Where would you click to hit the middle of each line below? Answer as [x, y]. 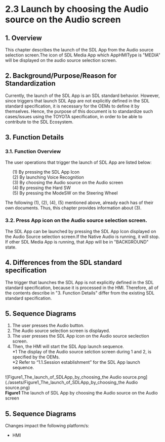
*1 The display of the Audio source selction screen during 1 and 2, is [82, 352]
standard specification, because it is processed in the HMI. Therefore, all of [82, 288]
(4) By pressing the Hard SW [41, 188]
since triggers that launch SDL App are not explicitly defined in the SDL [77, 100]
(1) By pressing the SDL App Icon [46, 172]
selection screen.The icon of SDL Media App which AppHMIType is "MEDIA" [83, 55]
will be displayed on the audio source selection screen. [61, 60]
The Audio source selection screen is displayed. [61, 331]
